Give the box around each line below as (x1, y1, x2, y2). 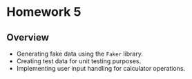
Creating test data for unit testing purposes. (16, 57, 142, 65)
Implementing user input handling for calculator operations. (16, 65, 186, 72)
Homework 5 (6, 4, 81, 20)
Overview (6, 32, 50, 43)
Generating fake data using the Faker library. (16, 49, 143, 58)
